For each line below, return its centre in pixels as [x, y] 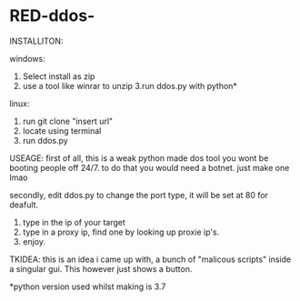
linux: [20, 103]
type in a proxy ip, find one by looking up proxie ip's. [121, 232]
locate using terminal [62, 130]
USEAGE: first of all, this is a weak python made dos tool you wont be [139, 158]
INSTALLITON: [36, 41]
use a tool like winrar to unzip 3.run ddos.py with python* [130, 85]
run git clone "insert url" [68, 121]
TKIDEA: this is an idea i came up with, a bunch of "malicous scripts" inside [150, 259]
